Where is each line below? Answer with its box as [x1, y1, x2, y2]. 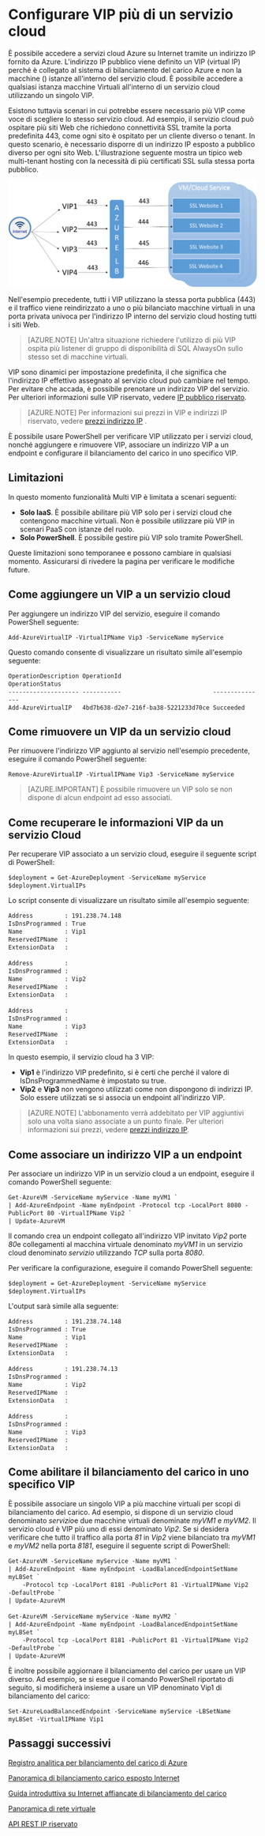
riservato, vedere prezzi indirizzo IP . [27, 417, 147, 426]
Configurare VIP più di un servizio [8, 6, 234, 24]
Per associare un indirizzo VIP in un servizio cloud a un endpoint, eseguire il [8, 1169, 255, 1179]
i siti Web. [8, 320, 40, 330]
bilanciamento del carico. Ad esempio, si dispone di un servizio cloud [8, 1507, 234, 1517]
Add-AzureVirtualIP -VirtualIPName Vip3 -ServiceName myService [8, 633, 224, 641]
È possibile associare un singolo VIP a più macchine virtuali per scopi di [8, 1498, 241, 1508]
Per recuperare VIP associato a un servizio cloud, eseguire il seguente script [8, 849, 257, 859]
